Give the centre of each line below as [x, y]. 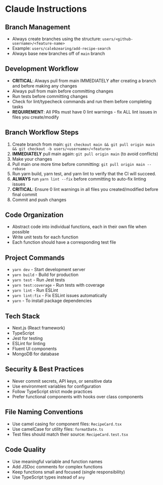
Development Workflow [42, 69]
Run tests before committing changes [50, 96]
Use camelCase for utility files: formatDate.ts [58, 429]
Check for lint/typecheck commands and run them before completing [82, 101]
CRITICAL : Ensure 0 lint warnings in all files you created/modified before [85, 189]
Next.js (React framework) [39, 328]
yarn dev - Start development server [49, 270]
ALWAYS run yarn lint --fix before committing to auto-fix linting [79, 179]
